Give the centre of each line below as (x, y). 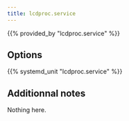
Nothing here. (27, 110)
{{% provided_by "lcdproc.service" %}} (63, 33)
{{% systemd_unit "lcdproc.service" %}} (65, 72)
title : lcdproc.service (42, 13)
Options (25, 55)
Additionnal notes (46, 93)
